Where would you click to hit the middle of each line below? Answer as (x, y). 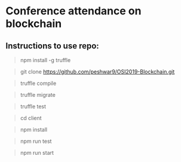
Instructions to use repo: (52, 46)
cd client (31, 118)
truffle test (33, 106)
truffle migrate (38, 95)
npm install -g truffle (45, 60)
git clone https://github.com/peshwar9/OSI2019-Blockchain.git (97, 72)
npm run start (37, 153)
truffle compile (38, 83)
